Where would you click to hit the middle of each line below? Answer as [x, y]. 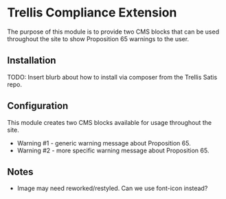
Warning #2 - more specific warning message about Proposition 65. [113, 150]
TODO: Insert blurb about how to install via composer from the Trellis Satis [112, 77]
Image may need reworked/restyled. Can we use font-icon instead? [112, 188]
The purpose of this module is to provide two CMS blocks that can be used [113, 32]
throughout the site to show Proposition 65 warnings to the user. [98, 38]
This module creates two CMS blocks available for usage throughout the [109, 122]
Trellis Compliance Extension [92, 13]
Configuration [38, 106]
